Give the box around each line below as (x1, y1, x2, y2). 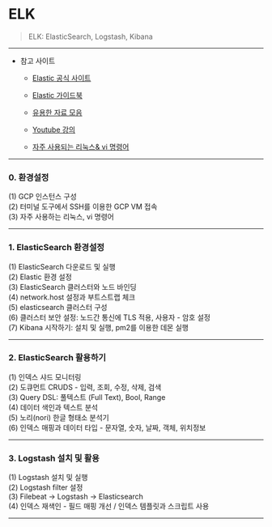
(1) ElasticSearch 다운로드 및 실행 (8, 261, 116, 271)
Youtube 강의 (32, 125, 75, 134)
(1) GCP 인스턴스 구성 (8, 192, 77, 202)
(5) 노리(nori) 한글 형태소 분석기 (8, 412, 109, 422)
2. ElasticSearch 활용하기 (8, 352, 107, 363)
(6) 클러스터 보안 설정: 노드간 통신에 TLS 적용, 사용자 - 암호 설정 (8, 312, 210, 322)
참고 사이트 (19, 56, 56, 66)
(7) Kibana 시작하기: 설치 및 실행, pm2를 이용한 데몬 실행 (8, 322, 189, 332)
